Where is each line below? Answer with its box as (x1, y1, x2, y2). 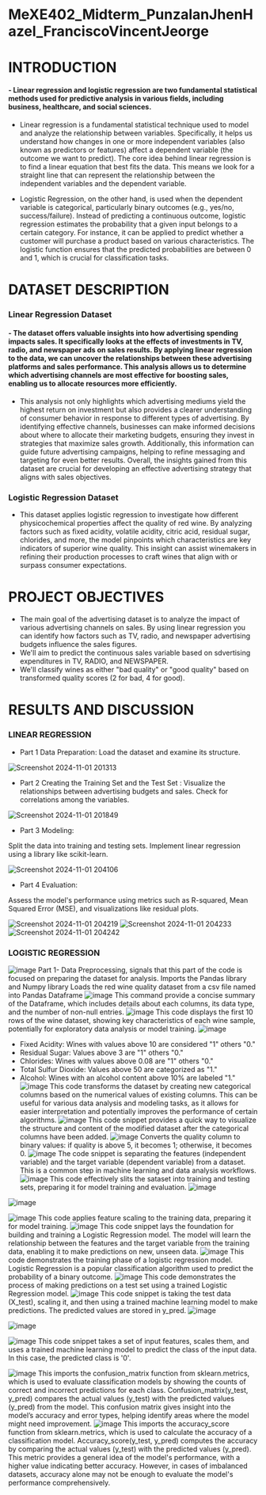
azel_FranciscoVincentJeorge (8, 22, 210, 40)
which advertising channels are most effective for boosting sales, (8, 371, 229, 380)
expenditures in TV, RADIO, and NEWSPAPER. (19, 656, 169, 666)
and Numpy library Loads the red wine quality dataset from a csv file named (8, 982, 256, 991)
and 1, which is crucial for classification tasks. (19, 253, 169, 262)
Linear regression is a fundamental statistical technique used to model (19, 120, 249, 129)
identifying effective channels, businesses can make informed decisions (19, 421, 256, 431)
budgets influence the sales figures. (19, 640, 137, 649)
